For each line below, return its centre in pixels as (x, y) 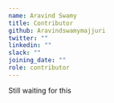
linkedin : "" (30, 46)
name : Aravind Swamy (43, 16)
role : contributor (39, 68)
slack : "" (25, 53)
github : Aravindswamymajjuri (57, 30)
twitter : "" (28, 38)
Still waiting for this (40, 90)
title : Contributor (41, 23)
